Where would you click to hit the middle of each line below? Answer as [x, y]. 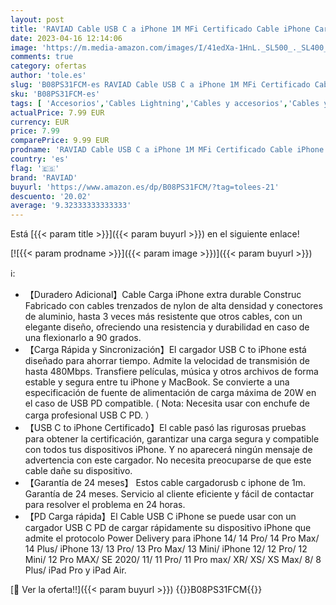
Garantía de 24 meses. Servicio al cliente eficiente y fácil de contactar [169, 494]
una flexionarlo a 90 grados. [83, 338]
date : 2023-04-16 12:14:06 [66, 38]
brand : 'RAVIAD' [44, 177]
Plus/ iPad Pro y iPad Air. [75, 570]
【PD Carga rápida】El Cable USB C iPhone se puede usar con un [160, 517]
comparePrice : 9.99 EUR [60, 141]
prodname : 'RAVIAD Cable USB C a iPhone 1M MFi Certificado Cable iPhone [167, 150]
